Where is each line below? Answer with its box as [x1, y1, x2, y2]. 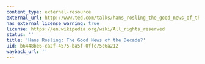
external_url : [6, 15, 43, 21]
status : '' [6, 32, 34, 38]
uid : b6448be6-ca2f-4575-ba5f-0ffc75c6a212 [6, 43, 119, 49]
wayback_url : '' [6, 49, 48, 55]
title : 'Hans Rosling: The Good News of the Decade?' [6, 37, 146, 43]
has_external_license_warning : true [6, 20, 99, 26]
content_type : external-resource [6, 9, 92, 15]
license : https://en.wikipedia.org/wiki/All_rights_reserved [6, 26, 165, 32]
